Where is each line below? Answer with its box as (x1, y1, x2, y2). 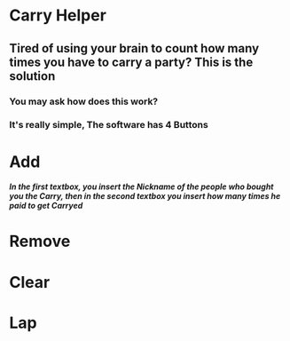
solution (9, 68, 56, 83)
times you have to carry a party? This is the (9, 54, 254, 69)
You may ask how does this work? (9, 95, 159, 107)
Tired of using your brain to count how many (9, 41, 260, 56)
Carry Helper (9, 5, 106, 26)
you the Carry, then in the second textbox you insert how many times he (9, 191, 281, 202)
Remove (9, 232, 71, 251)
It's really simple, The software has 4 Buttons (9, 119, 208, 131)
